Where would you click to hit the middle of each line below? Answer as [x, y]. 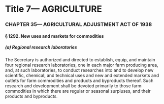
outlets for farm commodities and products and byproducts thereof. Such [79, 80]
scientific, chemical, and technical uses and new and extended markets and [82, 75]
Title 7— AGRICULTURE [54, 9]
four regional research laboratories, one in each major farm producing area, [82, 65]
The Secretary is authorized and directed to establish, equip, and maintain [80, 59]
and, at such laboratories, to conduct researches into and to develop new [79, 70]
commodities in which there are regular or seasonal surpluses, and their [78, 91]
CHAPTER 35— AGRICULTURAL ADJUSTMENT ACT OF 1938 [79, 25]
